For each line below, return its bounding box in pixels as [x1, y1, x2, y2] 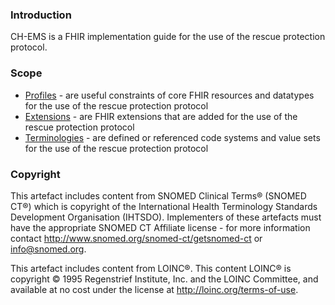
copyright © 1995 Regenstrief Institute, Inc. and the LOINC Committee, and [10, 273, 319, 285]
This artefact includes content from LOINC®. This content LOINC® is [10, 262, 292, 274]
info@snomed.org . [10, 243, 87, 255]
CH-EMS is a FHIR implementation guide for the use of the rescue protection [10, 31, 326, 43]
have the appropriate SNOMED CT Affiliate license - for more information [10, 221, 311, 233]
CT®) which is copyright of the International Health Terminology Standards [10, 200, 318, 212]
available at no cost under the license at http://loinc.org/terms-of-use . [10, 283, 299, 295]
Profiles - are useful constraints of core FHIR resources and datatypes [24, 89, 315, 101]
